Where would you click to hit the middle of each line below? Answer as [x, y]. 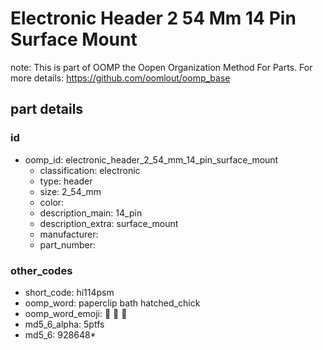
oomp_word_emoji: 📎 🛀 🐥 [76, 313]
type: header [66, 181]
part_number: [67, 244]
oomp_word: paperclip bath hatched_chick [112, 303]
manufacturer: [69, 234]
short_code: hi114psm [69, 292]
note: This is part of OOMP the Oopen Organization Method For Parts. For [161, 67]
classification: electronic [90, 170]
